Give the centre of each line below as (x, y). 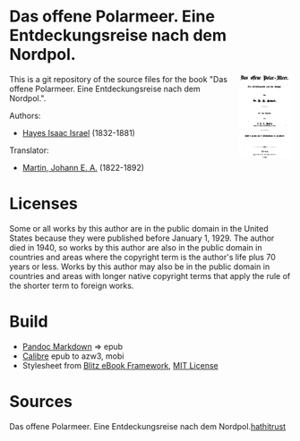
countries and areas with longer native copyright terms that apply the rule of (150, 276)
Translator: (29, 150)
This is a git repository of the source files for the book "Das (119, 79)
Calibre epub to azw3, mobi (73, 356)
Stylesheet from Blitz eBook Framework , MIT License (120, 365)
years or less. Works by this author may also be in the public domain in (140, 267)
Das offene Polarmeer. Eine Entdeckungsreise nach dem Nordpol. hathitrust (148, 426)
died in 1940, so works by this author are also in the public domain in (136, 247)
